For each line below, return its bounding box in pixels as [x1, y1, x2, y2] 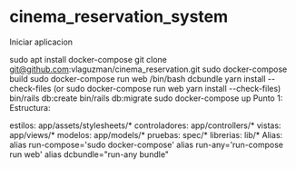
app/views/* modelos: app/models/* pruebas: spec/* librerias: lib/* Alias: [9, 129, 283, 140]
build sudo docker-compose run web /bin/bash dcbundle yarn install [9, 73, 266, 84]
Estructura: [9, 102, 51, 113]
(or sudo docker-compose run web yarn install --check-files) [53, 83, 281, 94]
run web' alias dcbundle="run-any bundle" [9, 148, 170, 160]
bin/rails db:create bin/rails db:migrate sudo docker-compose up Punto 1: [9, 93, 283, 104]
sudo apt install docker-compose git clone [9, 54, 168, 65]
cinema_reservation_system [9, 6, 229, 27]
